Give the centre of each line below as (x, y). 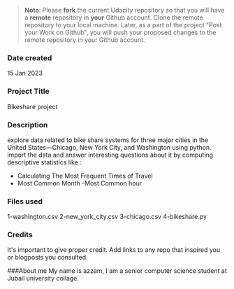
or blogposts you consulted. (48, 258)
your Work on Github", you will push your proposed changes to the (120, 32)
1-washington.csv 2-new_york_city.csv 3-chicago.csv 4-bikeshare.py (107, 217)
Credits (20, 235)
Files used (25, 201)
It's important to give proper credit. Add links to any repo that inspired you (114, 250)
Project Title (29, 92)
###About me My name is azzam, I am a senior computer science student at (117, 271)
